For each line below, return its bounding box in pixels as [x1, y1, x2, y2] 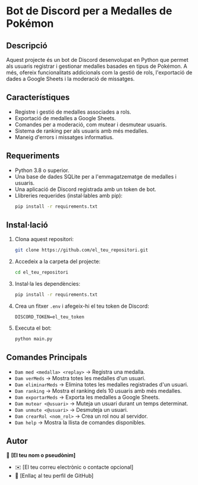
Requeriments [6, 151, 60, 161]
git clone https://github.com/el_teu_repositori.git [14, 247, 149, 254]
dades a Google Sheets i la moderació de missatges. [6, 76, 135, 82]
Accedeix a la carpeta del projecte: [14, 258, 101, 265]
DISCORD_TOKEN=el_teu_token [14, 314, 84, 320]
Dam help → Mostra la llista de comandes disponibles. [14, 418, 146, 426]
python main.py [14, 336, 53, 342]
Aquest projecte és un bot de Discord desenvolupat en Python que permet [6, 57, 188, 63]
